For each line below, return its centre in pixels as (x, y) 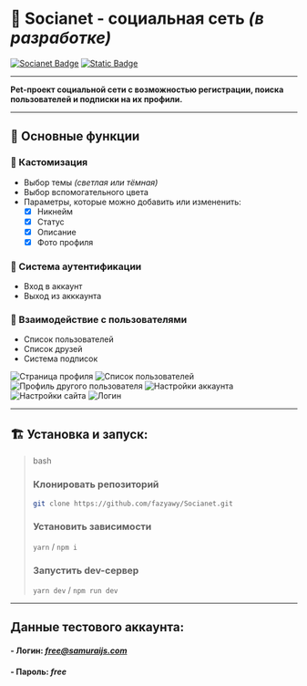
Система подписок (61, 359)
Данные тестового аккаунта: (97, 627)
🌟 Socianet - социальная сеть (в (138, 19)
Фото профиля (65, 242)
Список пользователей (68, 339)
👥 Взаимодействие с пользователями (99, 320)
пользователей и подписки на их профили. (97, 99)
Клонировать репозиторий (96, 484)
